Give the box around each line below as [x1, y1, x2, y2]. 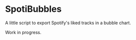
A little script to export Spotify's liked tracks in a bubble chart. [5, 20, 131, 26]
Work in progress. [5, 29, 42, 35]
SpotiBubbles [5, 3, 62, 15]
